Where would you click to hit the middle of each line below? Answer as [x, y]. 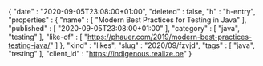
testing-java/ [29, 45]
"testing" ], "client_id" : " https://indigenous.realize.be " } [100, 54]
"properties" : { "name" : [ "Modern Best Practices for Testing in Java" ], [127, 20]
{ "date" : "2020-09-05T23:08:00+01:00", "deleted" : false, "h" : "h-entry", [132, 12]
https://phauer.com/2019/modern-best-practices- [170, 37]
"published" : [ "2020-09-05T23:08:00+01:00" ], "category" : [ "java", [124, 28]
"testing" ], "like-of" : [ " [48, 37]
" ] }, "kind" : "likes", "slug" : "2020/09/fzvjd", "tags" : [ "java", [152, 45]
